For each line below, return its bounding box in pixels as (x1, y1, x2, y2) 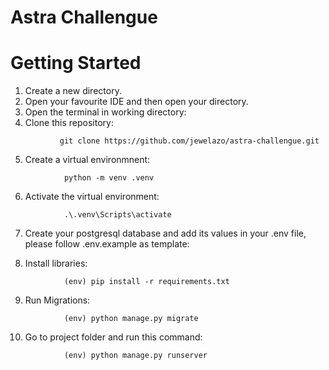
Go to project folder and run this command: (24, 331, 203, 343)
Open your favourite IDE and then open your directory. (24, 96, 249, 108)
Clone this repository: (24, 117, 114, 129)
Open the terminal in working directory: (24, 106, 187, 118)
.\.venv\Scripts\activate (63, 210, 172, 220)
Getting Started (10, 52, 142, 75)
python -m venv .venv (63, 173, 155, 183)
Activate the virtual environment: (24, 191, 160, 203)
